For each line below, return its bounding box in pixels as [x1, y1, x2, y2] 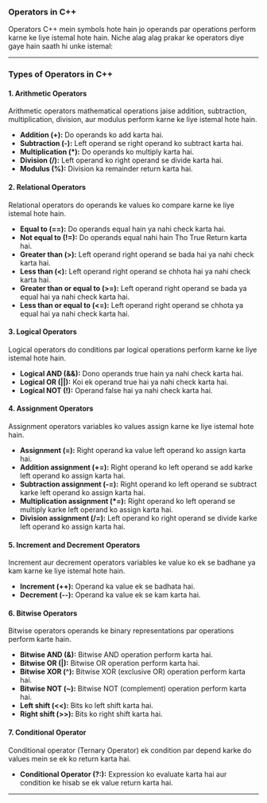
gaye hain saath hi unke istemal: [8, 41, 114, 51]
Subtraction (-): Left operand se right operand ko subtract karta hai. [19, 139, 244, 148]
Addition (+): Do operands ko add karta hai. [19, 130, 164, 140]
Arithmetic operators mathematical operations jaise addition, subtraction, [8, 106, 247, 116]
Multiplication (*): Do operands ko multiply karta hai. [19, 147, 195, 157]
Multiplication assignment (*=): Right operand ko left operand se [19, 497, 236, 506]
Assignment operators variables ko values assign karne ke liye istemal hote [8, 422, 254, 431]
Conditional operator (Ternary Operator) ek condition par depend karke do [8, 745, 252, 755]
